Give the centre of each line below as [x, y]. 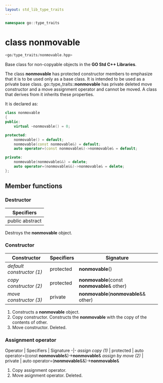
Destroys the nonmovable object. [39, 233]
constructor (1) [25, 272]
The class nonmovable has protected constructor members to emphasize [79, 74]
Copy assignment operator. [39, 370]
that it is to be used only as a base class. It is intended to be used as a [75, 79]
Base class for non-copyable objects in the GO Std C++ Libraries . [71, 65]
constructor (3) [25, 300]
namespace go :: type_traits [32, 23]
